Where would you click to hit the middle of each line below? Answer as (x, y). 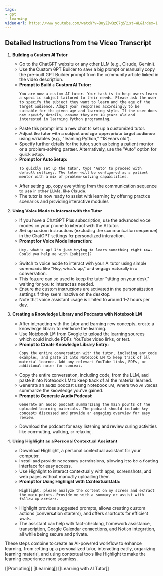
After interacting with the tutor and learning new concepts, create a (87, 324)
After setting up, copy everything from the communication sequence (88, 186)
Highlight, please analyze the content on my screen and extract (87, 491)
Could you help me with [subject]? (55, 254)
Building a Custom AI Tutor (40, 55)
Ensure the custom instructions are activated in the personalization (86, 289)
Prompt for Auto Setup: (43, 159)
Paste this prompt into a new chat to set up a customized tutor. (82, 128)
